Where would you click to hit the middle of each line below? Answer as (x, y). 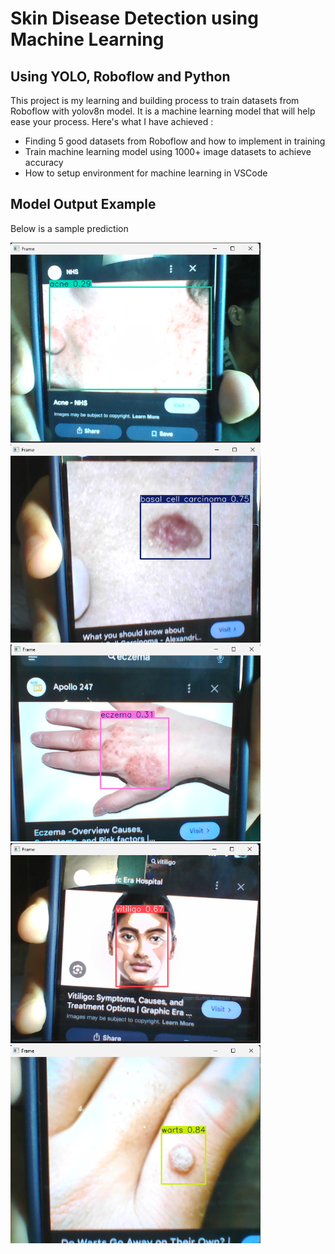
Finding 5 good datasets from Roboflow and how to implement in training (175, 141)
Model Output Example (83, 204)
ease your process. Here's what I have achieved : (112, 121)
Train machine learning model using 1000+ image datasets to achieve (168, 151)
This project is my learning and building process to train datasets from (155, 100)
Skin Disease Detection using (134, 18)
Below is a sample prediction (69, 228)
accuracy (44, 162)
